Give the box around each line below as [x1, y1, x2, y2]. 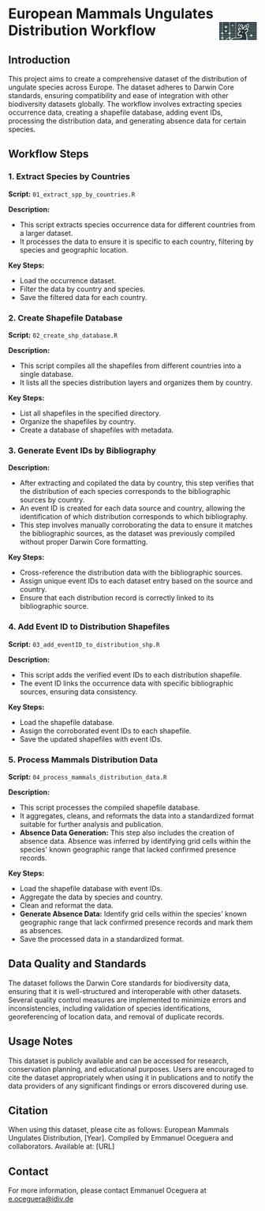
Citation [8, 1103, 49, 1117]
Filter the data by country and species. [19, 284, 146, 294]
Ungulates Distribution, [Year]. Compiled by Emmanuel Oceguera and [8, 1133, 234, 1143]
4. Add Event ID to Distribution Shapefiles [8, 621, 170, 632]
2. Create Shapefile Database [8, 312, 123, 323]
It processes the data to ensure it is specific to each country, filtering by [19, 237, 254, 246]
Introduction [8, 53, 71, 66]
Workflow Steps [8, 147, 89, 161]
